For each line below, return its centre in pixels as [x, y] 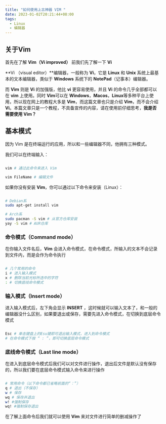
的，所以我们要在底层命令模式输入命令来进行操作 [55, 370]
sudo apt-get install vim [32, 206]
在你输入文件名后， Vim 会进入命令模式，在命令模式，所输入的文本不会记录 [81, 249]
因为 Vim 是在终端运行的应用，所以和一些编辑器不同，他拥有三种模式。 [77, 144]
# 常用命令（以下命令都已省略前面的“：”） [43, 383]
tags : [11, 19]
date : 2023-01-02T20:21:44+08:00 [40, 14]
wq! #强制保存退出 [22, 406]
